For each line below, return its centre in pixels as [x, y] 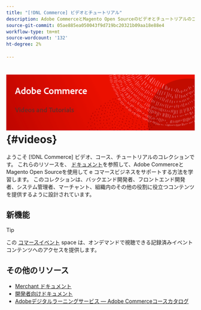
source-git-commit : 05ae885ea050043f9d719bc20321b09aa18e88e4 [85, 25]
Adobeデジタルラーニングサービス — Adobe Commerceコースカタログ [102, 301]
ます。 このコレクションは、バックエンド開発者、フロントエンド [96, 179]
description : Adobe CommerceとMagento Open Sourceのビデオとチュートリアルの [99, 19]
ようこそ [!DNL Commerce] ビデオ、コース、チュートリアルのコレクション [98, 156]
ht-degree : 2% [24, 44]
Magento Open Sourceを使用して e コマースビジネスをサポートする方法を [97, 171]
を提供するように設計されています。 [51, 194]
